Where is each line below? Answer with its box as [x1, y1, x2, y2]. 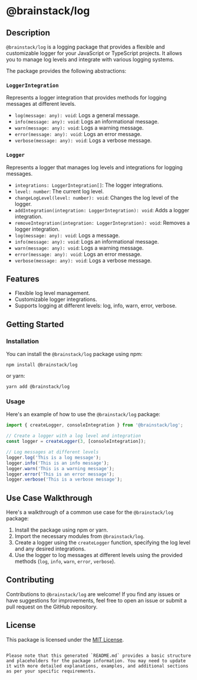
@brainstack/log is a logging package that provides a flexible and [6, 43, 165, 50]
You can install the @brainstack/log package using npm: [6, 351, 143, 358]
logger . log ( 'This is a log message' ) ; [6, 454, 101, 461]
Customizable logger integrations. [14, 296, 97, 303]
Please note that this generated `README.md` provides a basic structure [6, 652, 192, 659]
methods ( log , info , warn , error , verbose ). [14, 558, 116, 565]
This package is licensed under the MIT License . [6, 636, 124, 643]
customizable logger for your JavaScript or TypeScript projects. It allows [6, 50, 182, 57]
